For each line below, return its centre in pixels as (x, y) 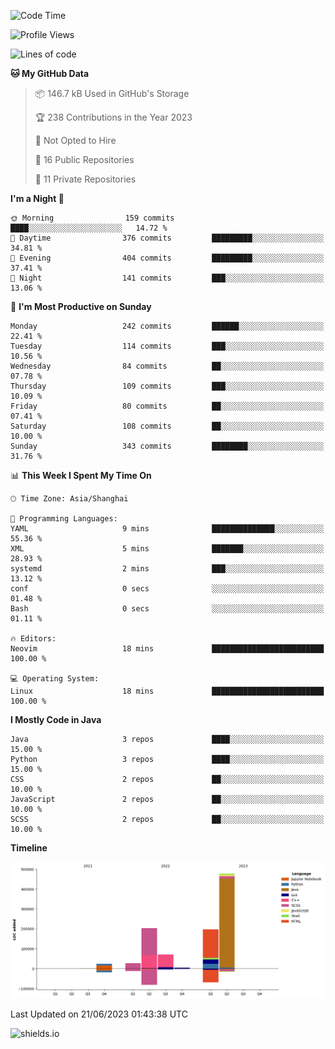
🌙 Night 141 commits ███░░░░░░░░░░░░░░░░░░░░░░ (167, 278)
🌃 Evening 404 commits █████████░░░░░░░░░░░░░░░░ (167, 258)
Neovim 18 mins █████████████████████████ (167, 649)
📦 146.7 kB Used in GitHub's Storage (112, 93)
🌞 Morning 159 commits (92, 218)
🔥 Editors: (33, 639)
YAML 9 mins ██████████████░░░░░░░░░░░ (167, 529)
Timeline (29, 848)
